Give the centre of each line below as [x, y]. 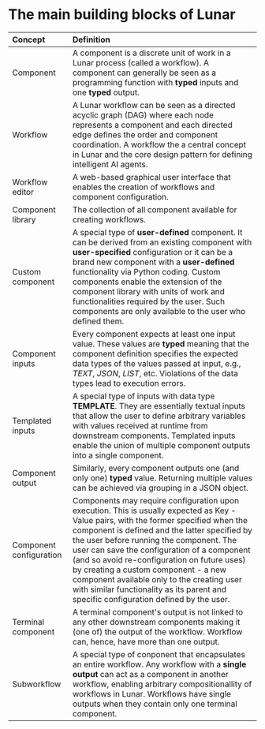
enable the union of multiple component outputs [161, 445]
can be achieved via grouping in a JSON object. [160, 488]
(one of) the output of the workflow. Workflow [157, 631]
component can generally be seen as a [144, 73]
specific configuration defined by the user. [151, 599]
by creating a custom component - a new [149, 570]
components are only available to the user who [159, 311]
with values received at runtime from [140, 425]
